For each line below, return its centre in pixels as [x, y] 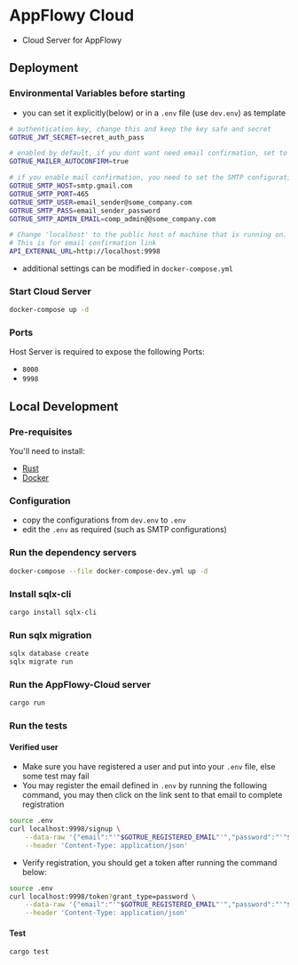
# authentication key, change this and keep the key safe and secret [141, 129]
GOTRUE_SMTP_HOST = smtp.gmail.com [71, 186]
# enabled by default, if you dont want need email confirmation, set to [149, 153]
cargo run [27, 703]
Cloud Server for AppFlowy [72, 40]
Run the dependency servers [73, 553]
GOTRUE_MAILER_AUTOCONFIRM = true [69, 162]
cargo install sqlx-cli [53, 612]
